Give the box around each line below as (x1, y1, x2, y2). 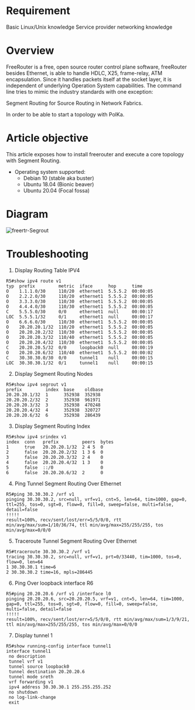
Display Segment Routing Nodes (14, 370, 93, 377)
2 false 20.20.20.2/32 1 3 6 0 (6, 449, 104, 455)
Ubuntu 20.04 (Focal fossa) (23, 187, 90, 194)
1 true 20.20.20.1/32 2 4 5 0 (6, 444, 104, 450)
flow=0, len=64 (6, 559, 43, 565)
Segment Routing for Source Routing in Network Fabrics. (6, 100, 143, 107)
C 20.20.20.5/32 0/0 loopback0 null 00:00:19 (6, 344, 153, 351)
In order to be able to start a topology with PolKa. (6, 111, 125, 118)
